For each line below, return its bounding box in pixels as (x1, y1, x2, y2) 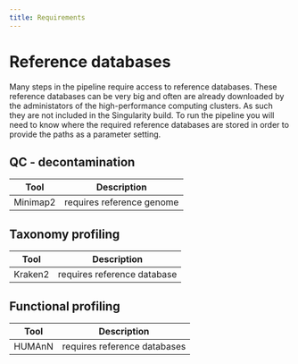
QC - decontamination (9, 154, 136, 170)
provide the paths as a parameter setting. (9, 129, 161, 140)
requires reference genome (63, 196, 179, 208)
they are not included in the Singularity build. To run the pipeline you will (9, 109, 275, 121)
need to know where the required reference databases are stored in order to (9, 119, 290, 130)
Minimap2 (13, 196, 56, 208)
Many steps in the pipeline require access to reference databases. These (9, 81, 277, 92)
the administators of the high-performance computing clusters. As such (9, 100, 274, 111)
